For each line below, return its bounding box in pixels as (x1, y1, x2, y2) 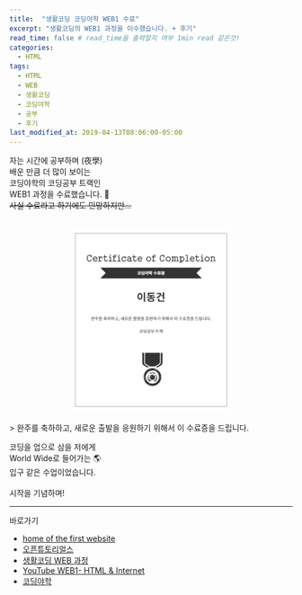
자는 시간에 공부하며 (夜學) (9, 155, 103, 166)
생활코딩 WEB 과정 (22, 555, 89, 566)
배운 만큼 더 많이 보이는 (9, 166, 92, 177)
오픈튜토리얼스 (22, 544, 74, 555)
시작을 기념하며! (9, 488, 66, 499)
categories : (9, 43, 54, 52)
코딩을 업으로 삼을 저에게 (9, 441, 96, 453)
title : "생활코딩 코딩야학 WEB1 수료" (9, 14, 140, 23)
